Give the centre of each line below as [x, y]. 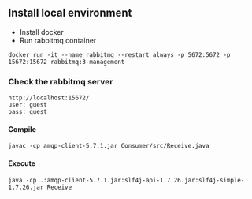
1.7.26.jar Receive [40, 187]
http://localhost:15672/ [49, 98]
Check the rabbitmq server [61, 81]
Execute [22, 163]
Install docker [42, 32]
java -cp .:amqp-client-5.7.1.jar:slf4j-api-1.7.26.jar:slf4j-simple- [126, 180]
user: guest [28, 105]
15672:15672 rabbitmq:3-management [67, 62]
